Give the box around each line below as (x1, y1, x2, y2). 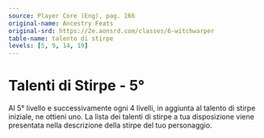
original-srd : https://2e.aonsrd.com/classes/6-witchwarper (8, 27, 216, 35)
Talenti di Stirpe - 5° (8, 77, 145, 95)
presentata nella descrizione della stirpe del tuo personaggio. (8, 120, 212, 130)
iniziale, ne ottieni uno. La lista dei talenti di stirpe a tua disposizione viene (8, 112, 254, 122)
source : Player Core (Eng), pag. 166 (8, 11, 136, 20)
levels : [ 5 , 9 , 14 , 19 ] (8, 42, 89, 50)
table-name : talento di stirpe (8, 34, 114, 43)
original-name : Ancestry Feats (8, 19, 114, 27)
